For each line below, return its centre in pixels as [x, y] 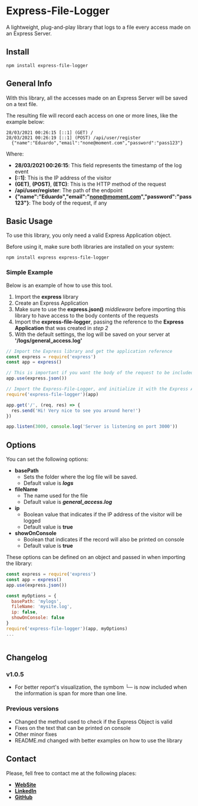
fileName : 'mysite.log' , [42, 607]
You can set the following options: [47, 459]
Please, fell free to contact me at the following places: [71, 773]
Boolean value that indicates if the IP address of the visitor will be [103, 514]
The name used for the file [56, 496]
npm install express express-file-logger [58, 257]
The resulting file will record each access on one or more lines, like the [92, 115]
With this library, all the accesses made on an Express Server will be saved [97, 98]
